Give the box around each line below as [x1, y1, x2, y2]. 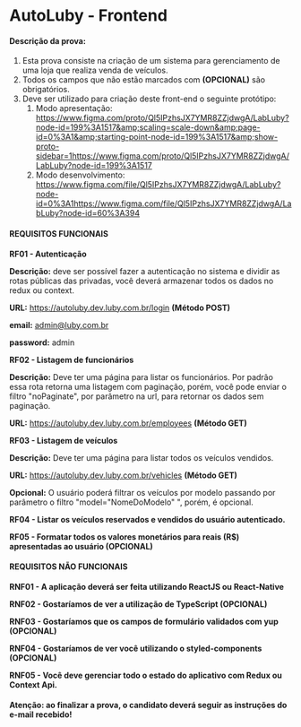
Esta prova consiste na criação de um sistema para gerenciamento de [21, 56, 280, 66]
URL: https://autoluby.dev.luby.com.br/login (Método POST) [9, 302, 231, 313]
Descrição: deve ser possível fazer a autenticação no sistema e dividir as [9, 265, 280, 276]
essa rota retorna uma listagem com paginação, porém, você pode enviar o [9, 381, 287, 392]
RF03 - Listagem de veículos [9, 435, 118, 446]
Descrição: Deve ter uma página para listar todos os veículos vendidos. [9, 452, 274, 463]
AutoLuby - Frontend [9, 5, 168, 26]
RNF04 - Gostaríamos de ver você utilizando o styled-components [9, 643, 262, 653]
